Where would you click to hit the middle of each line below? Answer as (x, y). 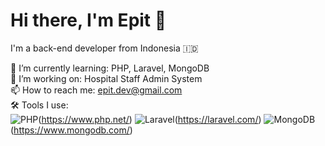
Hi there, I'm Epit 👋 (88, 20)
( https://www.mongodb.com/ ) (71, 130)
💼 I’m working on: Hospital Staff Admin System (106, 78)
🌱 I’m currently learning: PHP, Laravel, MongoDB (110, 68)
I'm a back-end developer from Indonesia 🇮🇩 (104, 48)
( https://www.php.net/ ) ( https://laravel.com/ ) (150, 119)
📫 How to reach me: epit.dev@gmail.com (96, 90)
